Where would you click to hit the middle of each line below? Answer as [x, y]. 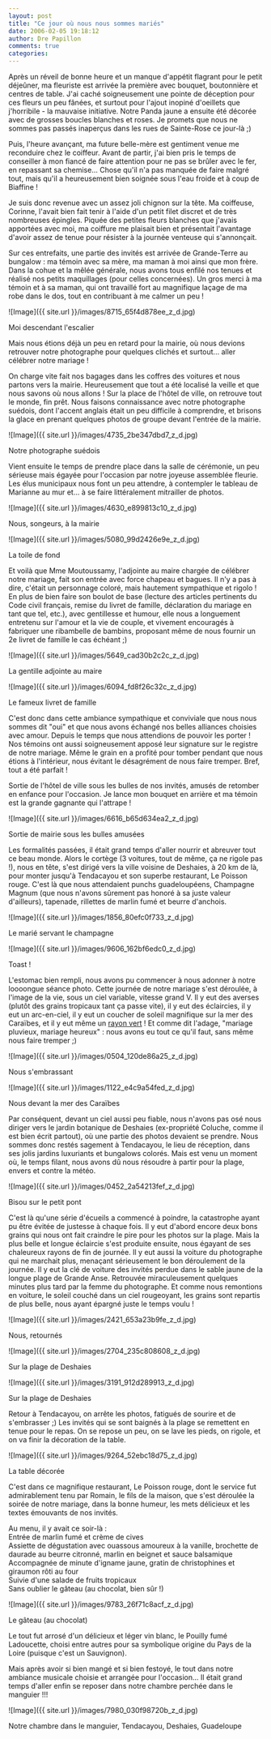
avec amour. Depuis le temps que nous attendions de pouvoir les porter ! [129, 735]
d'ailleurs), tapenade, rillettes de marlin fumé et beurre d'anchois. [118, 902]
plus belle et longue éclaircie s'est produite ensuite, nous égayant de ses [130, 1244]
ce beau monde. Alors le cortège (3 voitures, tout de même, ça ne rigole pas [135, 859]
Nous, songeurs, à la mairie [54, 523]
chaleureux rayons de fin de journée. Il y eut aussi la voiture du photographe [135, 1252]
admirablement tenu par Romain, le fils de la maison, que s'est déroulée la [131, 1495]
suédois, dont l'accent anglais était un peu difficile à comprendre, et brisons [135, 411]
